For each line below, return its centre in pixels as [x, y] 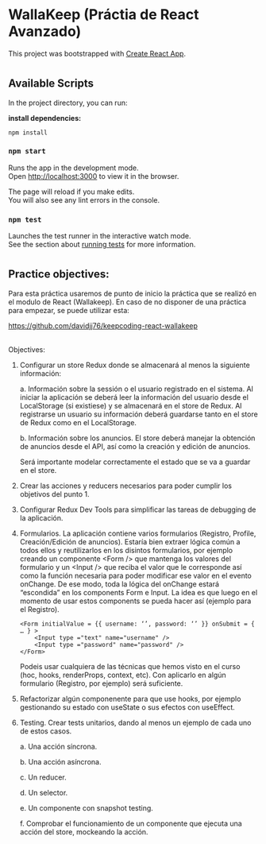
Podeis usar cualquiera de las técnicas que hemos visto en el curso [130, 666]
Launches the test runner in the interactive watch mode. [100, 236]
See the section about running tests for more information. [102, 245]
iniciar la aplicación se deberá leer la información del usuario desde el [134, 397]
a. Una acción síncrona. [58, 746]
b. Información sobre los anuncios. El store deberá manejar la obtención [137, 438]
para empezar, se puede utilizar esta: [69, 310]
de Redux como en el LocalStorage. [78, 422]
